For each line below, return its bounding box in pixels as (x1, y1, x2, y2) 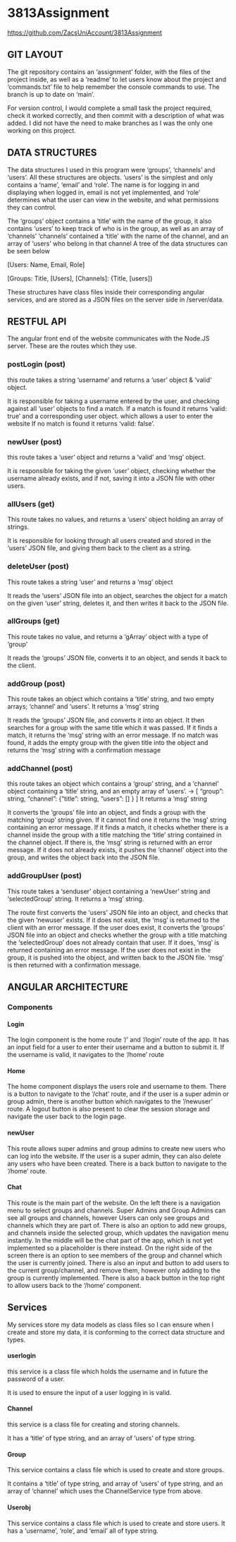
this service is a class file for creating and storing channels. (7, 1421, 180, 1429)
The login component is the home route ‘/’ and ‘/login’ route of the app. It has (7, 1036, 230, 1044)
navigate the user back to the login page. (7, 1112, 127, 1120)
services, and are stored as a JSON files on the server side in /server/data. (7, 295, 224, 304)
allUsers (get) (7, 499, 55, 509)
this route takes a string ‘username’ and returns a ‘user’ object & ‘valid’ (7, 376, 212, 384)
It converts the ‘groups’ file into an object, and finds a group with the (7, 808, 206, 817)
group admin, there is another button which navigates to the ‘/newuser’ (7, 1097, 213, 1106)
